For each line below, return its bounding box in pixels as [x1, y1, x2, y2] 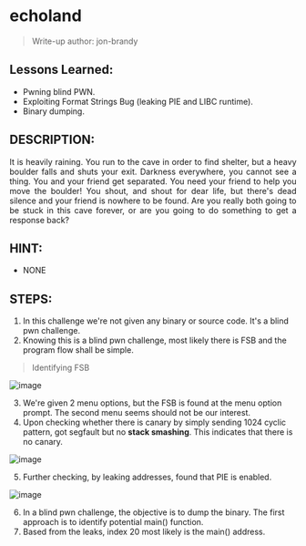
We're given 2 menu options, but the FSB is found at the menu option [22, 397, 282, 408]
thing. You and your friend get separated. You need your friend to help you [9, 175, 297, 187]
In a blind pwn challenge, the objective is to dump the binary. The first [22, 507, 285, 518]
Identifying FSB [31, 362, 90, 374]
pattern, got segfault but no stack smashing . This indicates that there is [22, 427, 293, 438]
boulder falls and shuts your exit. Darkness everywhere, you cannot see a [9, 166, 297, 177]
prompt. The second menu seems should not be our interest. [22, 407, 250, 418]
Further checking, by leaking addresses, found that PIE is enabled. [22, 471, 272, 483]
